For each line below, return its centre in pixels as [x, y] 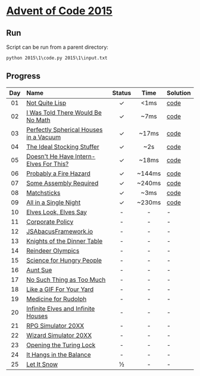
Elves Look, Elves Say [57, 212]
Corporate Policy [50, 222]
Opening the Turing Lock [61, 345]
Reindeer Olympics [53, 251]
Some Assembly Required [62, 183]
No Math [38, 120]
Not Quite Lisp [46, 103]
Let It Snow [42, 364]
